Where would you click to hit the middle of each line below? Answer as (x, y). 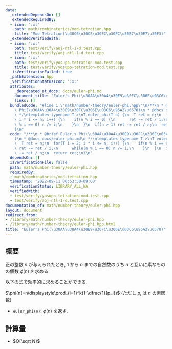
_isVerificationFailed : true (41, 72)
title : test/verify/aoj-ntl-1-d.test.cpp (59, 53)
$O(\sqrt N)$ (26, 341)
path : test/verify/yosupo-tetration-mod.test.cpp (69, 63)
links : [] (25, 100)
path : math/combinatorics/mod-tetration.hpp (63, 29)
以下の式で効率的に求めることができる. (46, 282)
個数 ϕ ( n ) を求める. (30, 271)
